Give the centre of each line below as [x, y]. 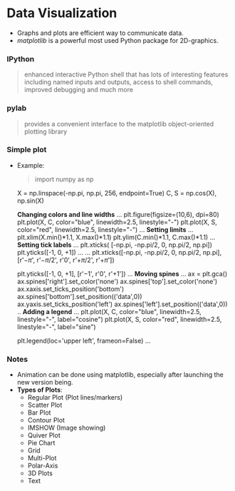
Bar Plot [39, 412]
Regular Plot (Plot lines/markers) [75, 398]
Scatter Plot [45, 405]
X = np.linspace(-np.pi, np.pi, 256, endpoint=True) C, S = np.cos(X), [117, 193]
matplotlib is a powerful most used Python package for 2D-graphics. [117, 40]
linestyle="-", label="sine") [57, 327]
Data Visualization [62, 13]
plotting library [46, 131]
